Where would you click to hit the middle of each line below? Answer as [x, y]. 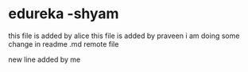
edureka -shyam [64, 14]
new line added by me [45, 59]
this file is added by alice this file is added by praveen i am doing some [124, 36]
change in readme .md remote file [64, 44]
